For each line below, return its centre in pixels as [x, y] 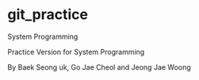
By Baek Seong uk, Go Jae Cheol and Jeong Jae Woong [99, 67]
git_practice [48, 15]
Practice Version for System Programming [76, 51]
